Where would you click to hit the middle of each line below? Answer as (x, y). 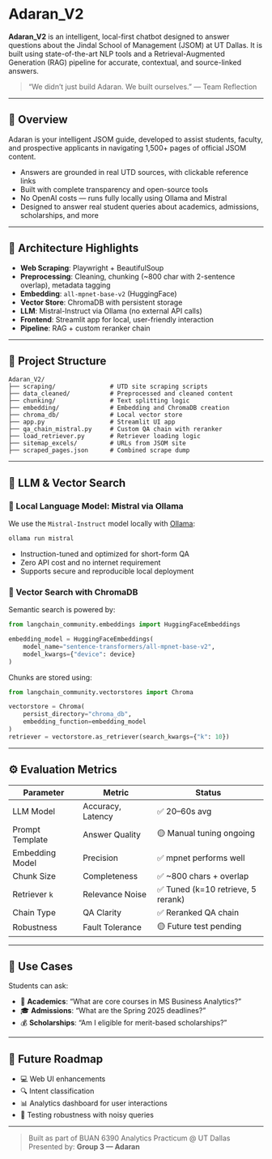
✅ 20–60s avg (184, 811)
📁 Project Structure (57, 361)
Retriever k (33, 894)
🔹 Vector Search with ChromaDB (73, 592)
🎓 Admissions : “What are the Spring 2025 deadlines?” (113, 1011)
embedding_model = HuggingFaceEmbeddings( (81, 639)
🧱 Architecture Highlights (74, 248)
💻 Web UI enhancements (63, 1079)
